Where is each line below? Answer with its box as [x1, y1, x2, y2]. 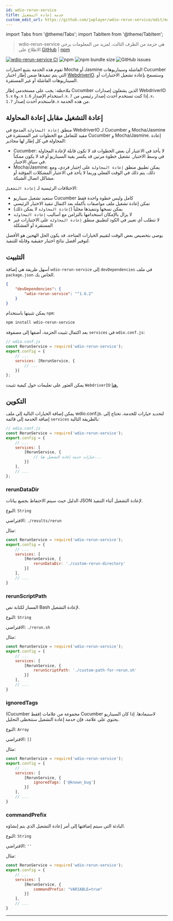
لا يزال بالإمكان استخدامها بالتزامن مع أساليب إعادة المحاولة [13, 211, 132, 217]
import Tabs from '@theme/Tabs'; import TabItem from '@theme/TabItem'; [6, 31, 164, 38]
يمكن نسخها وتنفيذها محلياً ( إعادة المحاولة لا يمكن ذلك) [13, 206, 123, 212]
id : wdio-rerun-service [6, 7, 57, 13]
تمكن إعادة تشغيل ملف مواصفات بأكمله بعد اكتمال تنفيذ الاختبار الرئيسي [13, 200, 150, 207]
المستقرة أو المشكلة [13, 222, 53, 229]
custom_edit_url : [6, 17, 43, 22]
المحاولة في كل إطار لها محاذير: [6, 138, 66, 144]
